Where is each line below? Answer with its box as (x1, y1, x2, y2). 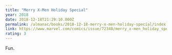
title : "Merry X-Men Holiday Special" (5, 7, 88, 13)
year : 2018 (5, 12, 29, 17)
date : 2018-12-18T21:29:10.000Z (5, 17, 74, 22)
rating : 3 (5, 31, 27, 36)
